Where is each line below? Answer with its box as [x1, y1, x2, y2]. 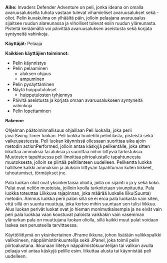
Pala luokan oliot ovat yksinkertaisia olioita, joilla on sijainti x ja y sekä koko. [5, 180, 160, 185]
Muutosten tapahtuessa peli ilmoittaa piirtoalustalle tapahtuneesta [5, 154, 141, 160]
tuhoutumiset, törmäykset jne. [5, 170, 67, 176]
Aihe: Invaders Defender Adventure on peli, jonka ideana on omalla [5, 5, 144, 10]
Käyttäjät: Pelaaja [5, 41, 42, 47]
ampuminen [19, 76, 44, 82]
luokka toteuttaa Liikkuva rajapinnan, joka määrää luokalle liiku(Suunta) [5, 190, 151, 196]
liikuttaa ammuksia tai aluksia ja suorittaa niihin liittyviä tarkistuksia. [5, 149, 143, 154]
